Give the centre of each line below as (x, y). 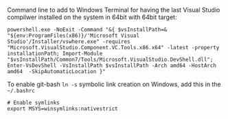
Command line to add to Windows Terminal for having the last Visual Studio (114, 10)
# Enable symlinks (33, 103)
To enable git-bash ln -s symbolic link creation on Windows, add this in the (114, 84)
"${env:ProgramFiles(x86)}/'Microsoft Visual (73, 36)
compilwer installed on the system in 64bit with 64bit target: (92, 17)
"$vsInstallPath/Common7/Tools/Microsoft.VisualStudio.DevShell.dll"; (110, 59)
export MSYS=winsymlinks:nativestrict (62, 109)
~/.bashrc (21, 91)
